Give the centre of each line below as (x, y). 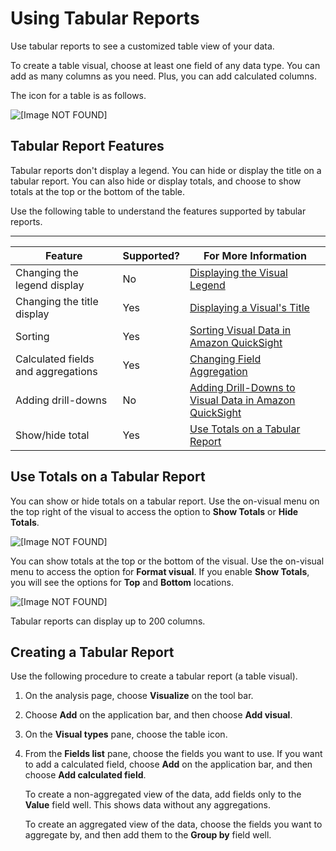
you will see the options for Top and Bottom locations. (122, 582)
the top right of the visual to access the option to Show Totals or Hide (154, 511)
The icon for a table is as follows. (78, 95)
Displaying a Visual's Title (249, 307)
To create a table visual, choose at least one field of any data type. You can (165, 65)
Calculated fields (55, 359)
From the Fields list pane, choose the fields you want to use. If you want (173, 754)
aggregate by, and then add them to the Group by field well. (148, 835)
